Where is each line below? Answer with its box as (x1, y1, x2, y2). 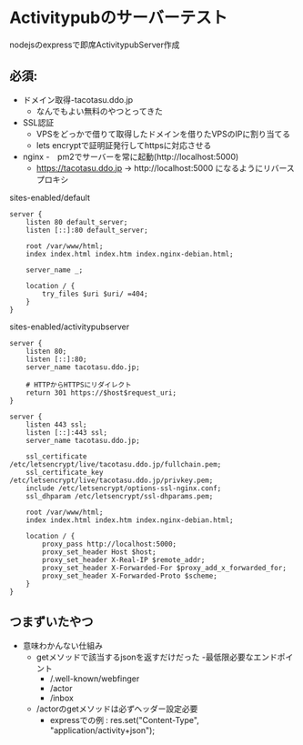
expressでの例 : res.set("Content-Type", (49, 714, 200, 725)
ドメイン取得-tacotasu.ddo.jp (22, 94, 134, 105)
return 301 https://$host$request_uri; (25, 388, 177, 398)
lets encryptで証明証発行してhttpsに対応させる (35, 139, 212, 150)
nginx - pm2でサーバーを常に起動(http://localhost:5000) (22, 151, 239, 162)
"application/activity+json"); (49, 724, 156, 736)
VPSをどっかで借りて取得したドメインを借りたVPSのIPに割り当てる (35, 128, 291, 139)
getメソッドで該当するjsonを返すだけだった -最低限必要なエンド (35, 651, 278, 662)
